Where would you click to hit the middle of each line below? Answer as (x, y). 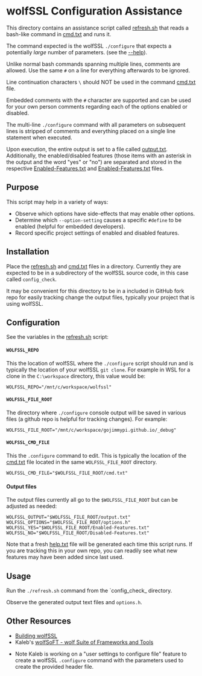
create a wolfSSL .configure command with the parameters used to (99, 660)
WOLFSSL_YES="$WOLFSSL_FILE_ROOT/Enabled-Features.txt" (78, 528)
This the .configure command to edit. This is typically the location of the (96, 455)
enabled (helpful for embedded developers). (70, 226)
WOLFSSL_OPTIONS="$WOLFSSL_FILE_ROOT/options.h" (68, 523)
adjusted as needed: (32, 506)
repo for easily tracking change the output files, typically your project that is (100, 297)
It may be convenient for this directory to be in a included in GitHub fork (95, 291)
